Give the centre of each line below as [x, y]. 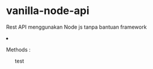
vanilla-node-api [48, 11]
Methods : [18, 49]
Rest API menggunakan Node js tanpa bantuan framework [76, 27]
